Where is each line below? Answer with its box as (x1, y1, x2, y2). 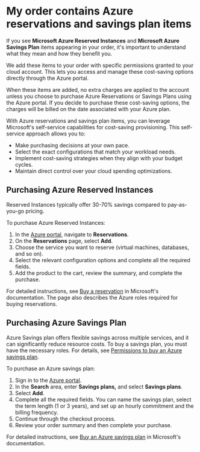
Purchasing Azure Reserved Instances (6, 185, 154, 195)
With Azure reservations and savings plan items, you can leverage (6, 117, 170, 124)
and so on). (14, 250, 43, 257)
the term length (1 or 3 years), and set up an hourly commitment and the (14, 402, 194, 409)
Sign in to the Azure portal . (14, 376, 82, 384)
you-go (6, 207, 25, 215)
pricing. (25, 207, 45, 215)
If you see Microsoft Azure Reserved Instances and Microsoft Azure (6, 37, 180, 44)
